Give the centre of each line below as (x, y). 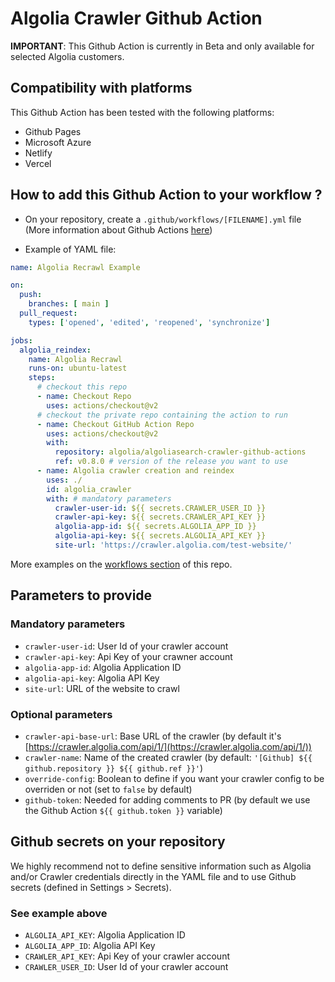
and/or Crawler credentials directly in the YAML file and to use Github (153, 876)
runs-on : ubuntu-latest (78, 368)
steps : (42, 378)
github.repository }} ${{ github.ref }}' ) (114, 768)
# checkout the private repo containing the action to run (162, 415)
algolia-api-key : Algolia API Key (92, 678)
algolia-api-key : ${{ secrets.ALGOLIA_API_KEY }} (160, 536)
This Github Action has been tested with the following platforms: (142, 112)
